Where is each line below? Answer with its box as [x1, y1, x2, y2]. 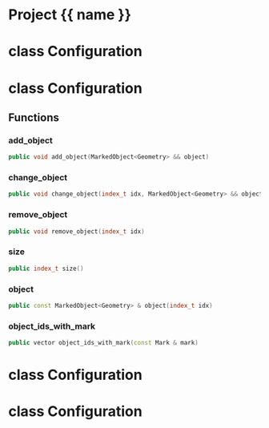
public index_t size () [8, 264, 84, 273]
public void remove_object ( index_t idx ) [8, 227, 146, 236]
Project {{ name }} [8, 6, 132, 24]
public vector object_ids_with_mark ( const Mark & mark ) [8, 339, 199, 347]
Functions [8, 111, 60, 124]
